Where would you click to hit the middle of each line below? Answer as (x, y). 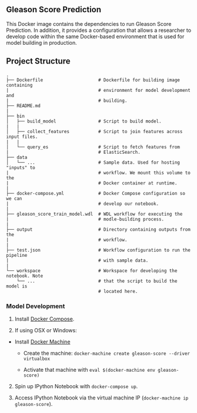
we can (14, 199)
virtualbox (37, 359)
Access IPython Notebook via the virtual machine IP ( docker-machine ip (101, 398)
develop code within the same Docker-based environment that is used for (95, 36)
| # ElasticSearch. (74, 152)
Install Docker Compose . (44, 319)
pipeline (17, 255)
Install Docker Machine (42, 342)
